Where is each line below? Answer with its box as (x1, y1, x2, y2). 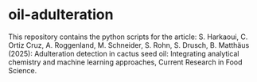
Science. (8, 65, 37, 75)
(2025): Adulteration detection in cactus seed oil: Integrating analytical (8, 49, 239, 58)
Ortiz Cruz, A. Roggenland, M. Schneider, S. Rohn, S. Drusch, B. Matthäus (8, 40, 250, 49)
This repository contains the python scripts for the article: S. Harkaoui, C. (8, 32, 248, 41)
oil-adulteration (8, 6, 114, 24)
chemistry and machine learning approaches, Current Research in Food (8, 57, 243, 67)
